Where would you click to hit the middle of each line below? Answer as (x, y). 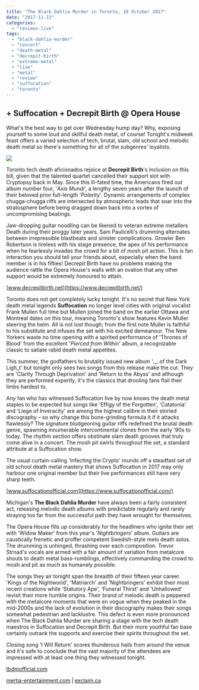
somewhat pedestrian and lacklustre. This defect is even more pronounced (98, 614)
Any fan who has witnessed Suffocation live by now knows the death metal (98, 398)
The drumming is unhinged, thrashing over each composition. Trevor (90, 545)
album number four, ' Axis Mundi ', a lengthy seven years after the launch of (97, 188)
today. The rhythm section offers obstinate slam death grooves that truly (95, 436)
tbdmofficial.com (27, 669)
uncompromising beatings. (39, 214)
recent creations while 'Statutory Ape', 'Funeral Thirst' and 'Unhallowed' (94, 589)
